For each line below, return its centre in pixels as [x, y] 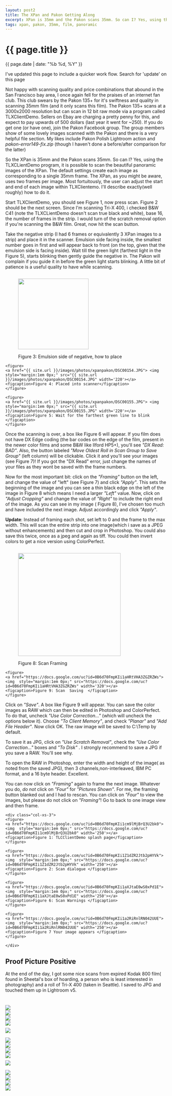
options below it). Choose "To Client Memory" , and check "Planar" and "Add [86, 721]
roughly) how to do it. [28, 192]
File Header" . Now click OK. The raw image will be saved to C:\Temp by [81, 727]
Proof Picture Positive [41, 962]
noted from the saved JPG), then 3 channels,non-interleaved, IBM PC [79, 768]
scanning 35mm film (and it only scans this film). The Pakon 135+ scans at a [85, 106]
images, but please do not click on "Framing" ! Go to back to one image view [85, 800]
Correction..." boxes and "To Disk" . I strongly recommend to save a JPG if [84, 748]
